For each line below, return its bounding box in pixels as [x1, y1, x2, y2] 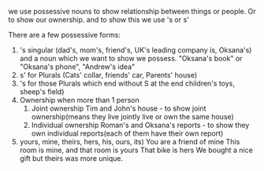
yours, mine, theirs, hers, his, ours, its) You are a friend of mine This [19, 137, 240, 146]
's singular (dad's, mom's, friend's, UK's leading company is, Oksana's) [19, 45, 252, 54]
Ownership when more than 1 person [19, 96, 139, 104]
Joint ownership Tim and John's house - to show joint [31, 104, 206, 113]
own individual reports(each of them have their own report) [31, 129, 224, 138]
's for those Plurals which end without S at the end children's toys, [19, 78, 235, 88]
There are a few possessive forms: [8, 31, 121, 39]
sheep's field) [19, 87, 65, 96]
